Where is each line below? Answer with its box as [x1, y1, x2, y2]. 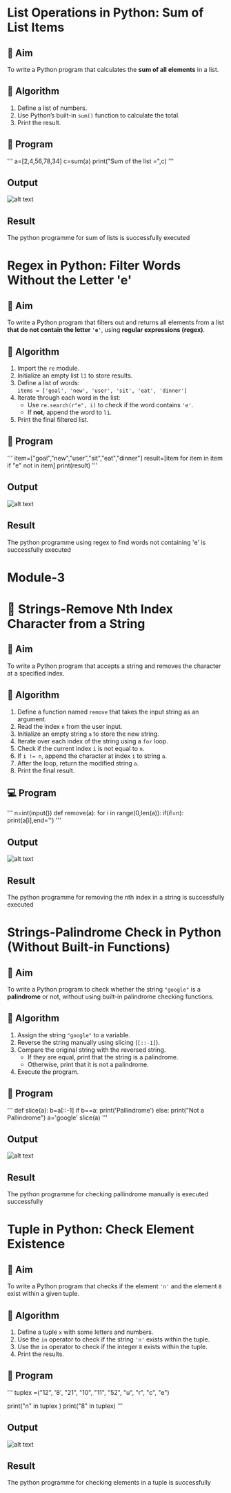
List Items [7, 19, 65, 35]
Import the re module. [17, 364, 80, 373]
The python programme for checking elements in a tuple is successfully [7, 1478, 212, 1487]
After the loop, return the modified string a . [17, 759, 139, 767]
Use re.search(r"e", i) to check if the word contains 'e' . [27, 401, 194, 409]
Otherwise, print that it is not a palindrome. [27, 1060, 150, 1068]
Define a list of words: [17, 379, 80, 387]
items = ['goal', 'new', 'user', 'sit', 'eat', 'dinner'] [17, 387, 188, 395]
